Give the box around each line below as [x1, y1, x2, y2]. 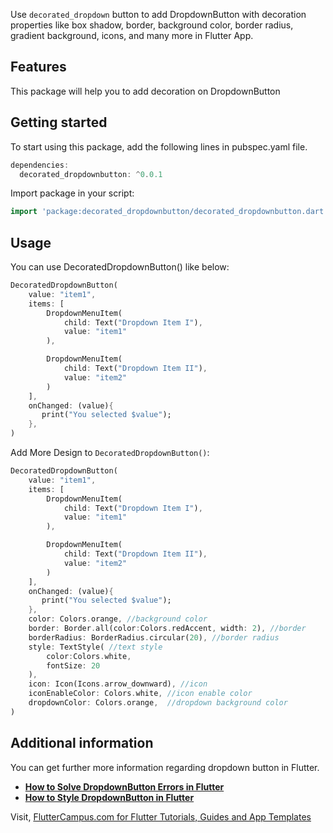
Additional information [10, 735, 154, 752]
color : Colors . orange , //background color [28, 614, 208, 624]
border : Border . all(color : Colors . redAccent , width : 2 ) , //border [28, 624, 307, 634]
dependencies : [10, 160, 70, 170]
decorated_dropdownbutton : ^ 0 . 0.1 [19, 169, 163, 179]
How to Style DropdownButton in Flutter [24, 791, 195, 803]
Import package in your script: [10, 187, 135, 199]
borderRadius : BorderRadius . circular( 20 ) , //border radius [28, 632, 280, 643]
